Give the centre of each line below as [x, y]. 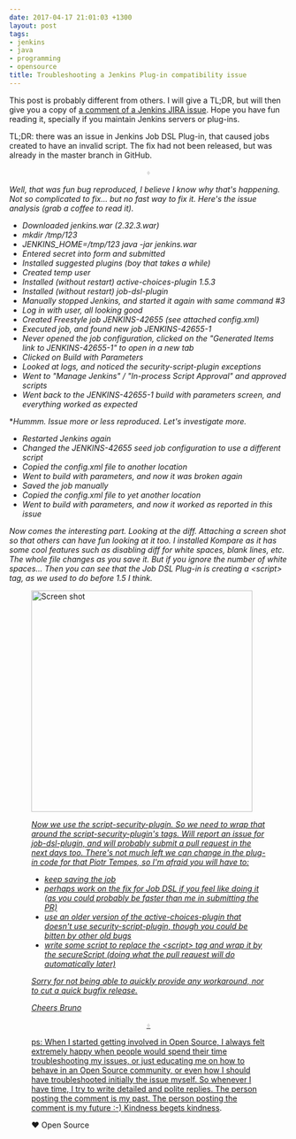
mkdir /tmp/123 [49, 235]
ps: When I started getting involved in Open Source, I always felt [148, 1042]
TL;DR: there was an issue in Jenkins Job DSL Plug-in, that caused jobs [139, 136]
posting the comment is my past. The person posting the [134, 1098]
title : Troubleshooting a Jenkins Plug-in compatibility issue [128, 75]
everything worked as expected [80, 404]
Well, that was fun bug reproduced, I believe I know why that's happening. [144, 189]
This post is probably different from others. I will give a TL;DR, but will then [145, 100]
